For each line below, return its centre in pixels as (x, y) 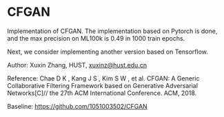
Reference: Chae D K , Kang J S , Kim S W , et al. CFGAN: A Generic (103, 78)
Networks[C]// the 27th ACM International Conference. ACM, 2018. (102, 93)
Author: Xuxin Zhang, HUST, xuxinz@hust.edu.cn (77, 65)
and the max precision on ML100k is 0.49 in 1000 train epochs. (96, 38)
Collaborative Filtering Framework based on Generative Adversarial (103, 85)
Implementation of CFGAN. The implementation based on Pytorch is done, (112, 31)
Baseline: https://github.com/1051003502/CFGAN (78, 106)
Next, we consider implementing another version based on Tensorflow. (108, 52)
